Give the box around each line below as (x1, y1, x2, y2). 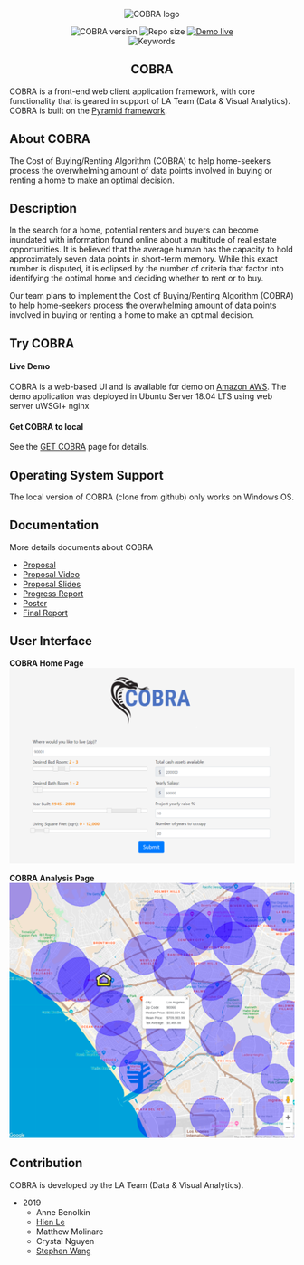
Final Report (22, 607, 68, 618)
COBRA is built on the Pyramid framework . (9, 105, 167, 116)
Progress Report (22, 588, 84, 599)
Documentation (9, 518, 100, 533)
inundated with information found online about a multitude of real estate (9, 234, 278, 245)
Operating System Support (9, 467, 165, 483)
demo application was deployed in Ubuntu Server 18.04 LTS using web (9, 391, 273, 402)
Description (9, 201, 77, 216)
